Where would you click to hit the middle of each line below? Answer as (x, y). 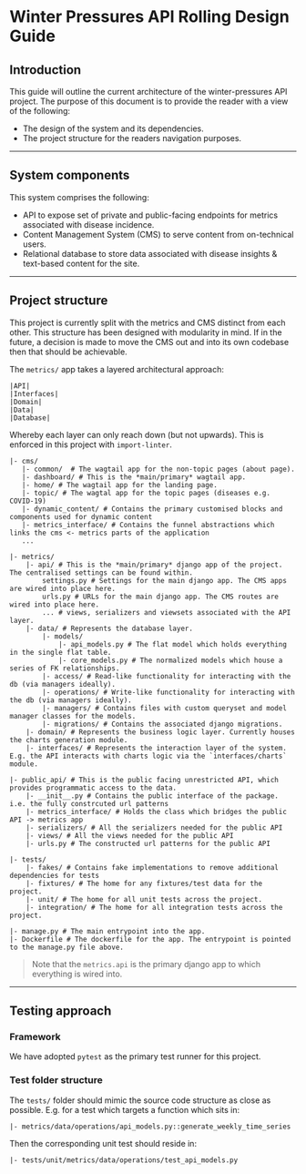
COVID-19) (28, 501)
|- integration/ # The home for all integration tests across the (154, 907)
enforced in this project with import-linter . (91, 444)
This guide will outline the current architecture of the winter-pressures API (148, 92)
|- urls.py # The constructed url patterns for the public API (148, 843)
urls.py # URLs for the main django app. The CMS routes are (161, 597)
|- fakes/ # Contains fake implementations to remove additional (153, 867)
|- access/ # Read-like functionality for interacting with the (167, 676)
